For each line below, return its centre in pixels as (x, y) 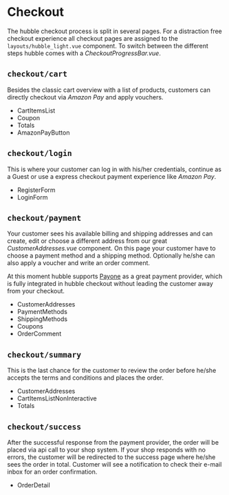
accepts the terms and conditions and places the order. (85, 378)
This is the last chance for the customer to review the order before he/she (112, 371)
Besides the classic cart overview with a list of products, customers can (109, 90)
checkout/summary (44, 355)
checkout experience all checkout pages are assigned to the (93, 38)
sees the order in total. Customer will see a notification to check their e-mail (115, 464)
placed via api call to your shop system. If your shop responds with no (107, 450)
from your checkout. (36, 291)
